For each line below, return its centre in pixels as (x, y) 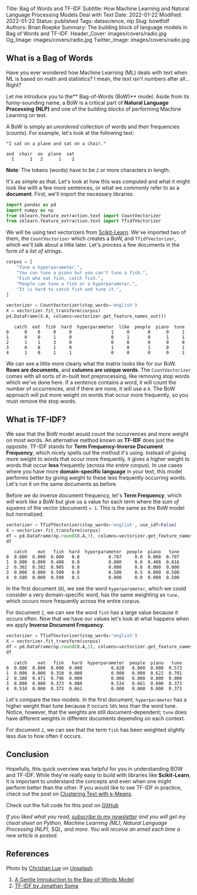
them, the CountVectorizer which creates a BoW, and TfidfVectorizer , (91, 238)
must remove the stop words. (42, 401)
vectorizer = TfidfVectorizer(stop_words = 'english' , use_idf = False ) (91, 525)
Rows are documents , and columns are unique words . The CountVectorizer (98, 370)
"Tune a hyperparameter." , (50, 267)
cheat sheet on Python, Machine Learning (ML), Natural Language (87, 823)
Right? (14, 85)
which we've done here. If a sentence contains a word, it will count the (91, 383)
